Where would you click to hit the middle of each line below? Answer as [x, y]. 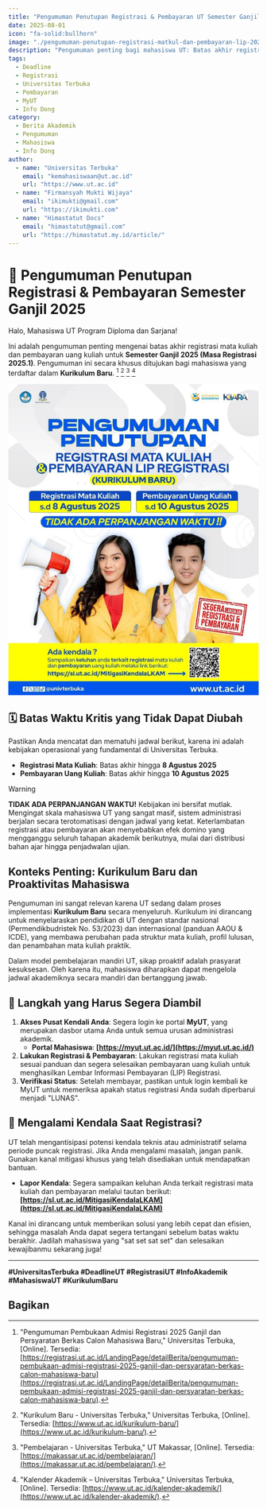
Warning [22, 789]
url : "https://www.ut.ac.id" [71, 184]
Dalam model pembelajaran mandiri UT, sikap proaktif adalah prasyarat [124, 961]
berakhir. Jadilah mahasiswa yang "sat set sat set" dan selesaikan [116, 1240]
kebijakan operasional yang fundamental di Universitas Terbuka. [113, 750]
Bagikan [29, 1305]
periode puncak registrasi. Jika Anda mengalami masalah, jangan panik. [126, 1150]
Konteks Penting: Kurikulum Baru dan [103, 872]
